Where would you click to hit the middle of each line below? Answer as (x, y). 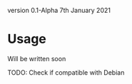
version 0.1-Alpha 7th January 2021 (59, 10)
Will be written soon (37, 58)
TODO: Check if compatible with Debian (66, 72)
